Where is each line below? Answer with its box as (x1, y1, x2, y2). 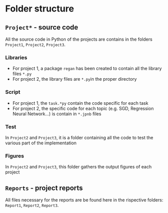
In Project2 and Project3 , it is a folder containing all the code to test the (5, 134, 153, 140)
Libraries (5, 54, 28, 61)
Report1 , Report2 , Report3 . (5, 202, 59, 208)
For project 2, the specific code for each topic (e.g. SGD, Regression (12, 105, 154, 111)
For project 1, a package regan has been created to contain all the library (12, 66, 162, 72)
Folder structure (5, 3, 74, 15)
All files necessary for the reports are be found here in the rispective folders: (5, 197, 163, 203)
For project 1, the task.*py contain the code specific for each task (12, 100, 149, 106)
